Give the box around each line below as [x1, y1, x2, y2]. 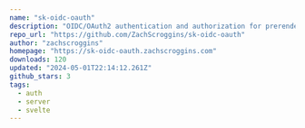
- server [17, 96, 51, 106]
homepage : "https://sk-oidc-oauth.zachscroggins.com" [9, 47, 218, 56]
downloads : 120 [9, 55, 67, 64]
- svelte [17, 105, 51, 114]
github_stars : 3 [9, 72, 71, 81]
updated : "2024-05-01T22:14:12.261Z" [9, 64, 152, 73]
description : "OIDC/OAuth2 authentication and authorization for [9, 22, 261, 31]
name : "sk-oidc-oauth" [9, 13, 95, 23]
